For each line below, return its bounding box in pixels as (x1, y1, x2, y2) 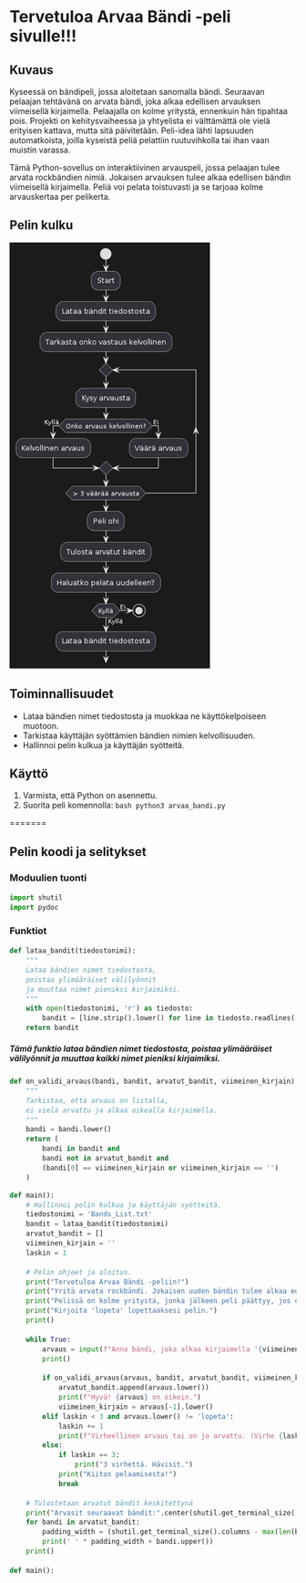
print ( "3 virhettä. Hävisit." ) (74, 1460, 194, 1470)
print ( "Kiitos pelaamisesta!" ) (57, 1470, 178, 1479)
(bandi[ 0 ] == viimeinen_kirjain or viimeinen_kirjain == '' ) (42, 1163, 280, 1172)
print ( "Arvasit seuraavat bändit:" (25, 1508, 161, 1517)
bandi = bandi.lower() (25, 1125, 112, 1134)
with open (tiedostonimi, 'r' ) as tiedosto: (25, 1004, 194, 1014)
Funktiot (9, 924, 47, 937)
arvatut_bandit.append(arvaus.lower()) (57, 1383, 209, 1392)
